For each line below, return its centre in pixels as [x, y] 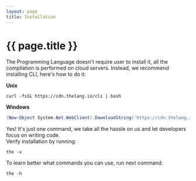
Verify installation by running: [41, 141]
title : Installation [31, 17]
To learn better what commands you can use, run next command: [85, 163]
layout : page [22, 11]
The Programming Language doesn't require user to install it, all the [87, 62]
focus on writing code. [33, 135]
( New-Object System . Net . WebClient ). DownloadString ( [70, 118]
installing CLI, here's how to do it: [46, 74]
